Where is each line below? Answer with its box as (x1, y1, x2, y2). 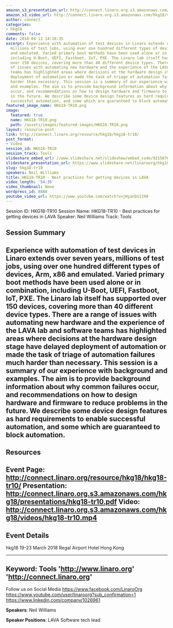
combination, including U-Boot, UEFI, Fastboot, (6, 286, 160, 294)
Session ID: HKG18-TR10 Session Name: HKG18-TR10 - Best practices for (6, 208, 160, 214)
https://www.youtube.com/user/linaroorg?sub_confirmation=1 (6, 592, 136, 598)
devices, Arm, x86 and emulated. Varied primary (6, 270, 165, 279)
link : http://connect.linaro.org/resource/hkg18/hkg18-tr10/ (6, 132, 140, 137)
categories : (6, 22, 31, 27)
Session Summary (6, 228, 66, 237)
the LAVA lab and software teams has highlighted (6, 326, 167, 335)
